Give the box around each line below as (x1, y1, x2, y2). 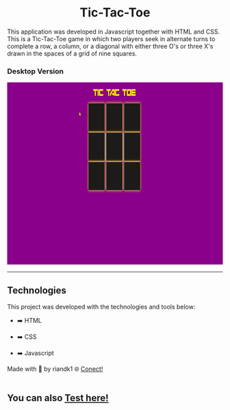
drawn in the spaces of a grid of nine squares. (7, 49, 137, 58)
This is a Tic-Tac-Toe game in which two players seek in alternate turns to (7, 34, 216, 43)
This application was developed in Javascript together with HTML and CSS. (7, 27, 220, 36)
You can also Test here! (7, 392, 109, 404)
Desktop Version (7, 67, 64, 76)
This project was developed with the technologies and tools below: (7, 303, 196, 311)
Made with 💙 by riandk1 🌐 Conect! (7, 365, 103, 373)
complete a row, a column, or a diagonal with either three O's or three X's (7, 42, 214, 50)
